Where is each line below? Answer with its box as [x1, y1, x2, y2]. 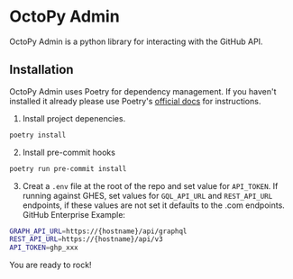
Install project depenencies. [22, 112, 126, 123]
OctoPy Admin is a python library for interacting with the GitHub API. [9, 36, 263, 47]
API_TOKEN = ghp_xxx [9, 243, 78, 253]
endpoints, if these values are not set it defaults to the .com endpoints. [22, 200, 286, 211]
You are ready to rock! [9, 259, 92, 271]
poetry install [9, 130, 67, 139]
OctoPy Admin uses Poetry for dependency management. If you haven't [9, 85, 277, 96]
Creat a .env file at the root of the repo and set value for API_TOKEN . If [22, 180, 279, 191]
